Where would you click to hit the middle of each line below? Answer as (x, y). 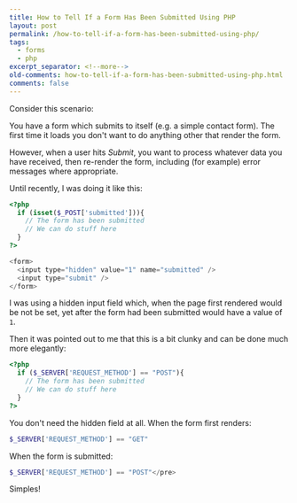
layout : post (33, 26)
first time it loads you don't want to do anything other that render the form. (145, 135)
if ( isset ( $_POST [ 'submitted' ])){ (81, 213)
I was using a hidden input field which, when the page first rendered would (146, 303)
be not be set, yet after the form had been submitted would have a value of (146, 313)
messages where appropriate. (64, 171)
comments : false (39, 83)
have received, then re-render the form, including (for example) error (135, 161)
